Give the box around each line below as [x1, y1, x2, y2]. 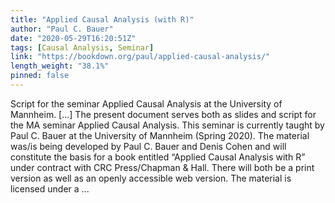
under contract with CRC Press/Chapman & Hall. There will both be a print [10, 161, 315, 173]
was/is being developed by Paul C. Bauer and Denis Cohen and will [10, 140, 287, 152]
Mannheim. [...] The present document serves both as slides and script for [10, 108, 317, 120]
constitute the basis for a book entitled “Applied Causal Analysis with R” [10, 151, 306, 163]
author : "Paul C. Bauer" [10, 24, 114, 34]
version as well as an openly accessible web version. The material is [10, 172, 292, 184]
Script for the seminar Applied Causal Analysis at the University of [10, 97, 283, 110]
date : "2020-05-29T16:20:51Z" [10, 33, 137, 43]
